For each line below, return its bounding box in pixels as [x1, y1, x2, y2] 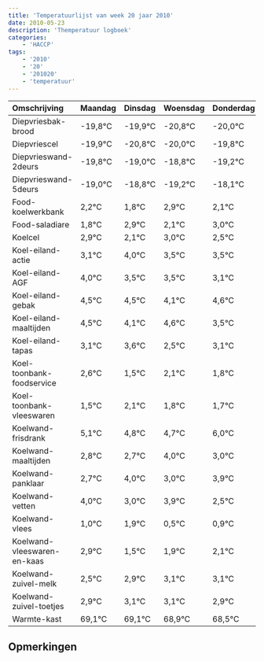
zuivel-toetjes [12, 600, 64, 611]
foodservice [12, 377, 57, 388]
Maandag [79, 102, 116, 113]
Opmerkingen [8, 640, 77, 653]
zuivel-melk [12, 578, 57, 589]
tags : [8, 48, 26, 56]
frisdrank [12, 432, 46, 443]
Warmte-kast [12, 613, 62, 624]
